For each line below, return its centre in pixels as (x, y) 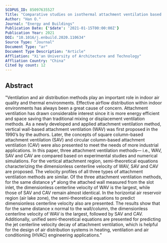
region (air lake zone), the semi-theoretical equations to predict (70, 198)
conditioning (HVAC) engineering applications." (54, 235)
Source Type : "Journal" (30, 42)
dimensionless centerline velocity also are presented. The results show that (83, 203)
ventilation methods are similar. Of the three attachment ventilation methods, (84, 177)
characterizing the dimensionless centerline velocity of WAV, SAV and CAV (82, 166)
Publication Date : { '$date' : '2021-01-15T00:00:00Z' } (62, 28)
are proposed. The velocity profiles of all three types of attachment (74, 171)
